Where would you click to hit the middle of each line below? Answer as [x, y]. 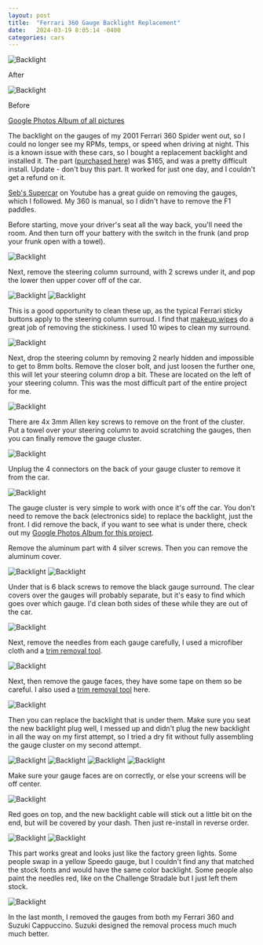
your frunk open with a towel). [57, 241]
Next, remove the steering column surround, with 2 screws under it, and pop [131, 272]
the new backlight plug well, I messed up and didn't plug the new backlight [129, 729]
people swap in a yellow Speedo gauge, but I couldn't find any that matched [131, 862]
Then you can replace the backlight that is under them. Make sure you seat [130, 720]
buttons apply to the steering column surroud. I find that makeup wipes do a [131, 319]
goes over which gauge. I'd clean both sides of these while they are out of [128, 604]
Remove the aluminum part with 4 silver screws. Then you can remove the [128, 548]
